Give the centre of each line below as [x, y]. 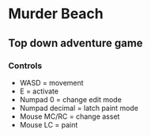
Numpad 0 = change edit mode [71, 99]
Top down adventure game [76, 43]
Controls [25, 66]
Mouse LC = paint [49, 124]
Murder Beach [56, 14]
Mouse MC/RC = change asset [70, 116]
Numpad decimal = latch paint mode [79, 108]
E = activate [39, 91]
